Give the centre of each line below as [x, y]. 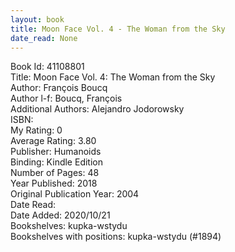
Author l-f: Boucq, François [66, 98]
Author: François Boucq [59, 88]
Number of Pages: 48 [55, 173]
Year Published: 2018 [54, 183]
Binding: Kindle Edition [56, 162]
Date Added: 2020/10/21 [60, 215]
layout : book [37, 19]
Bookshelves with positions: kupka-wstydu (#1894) [116, 237]
